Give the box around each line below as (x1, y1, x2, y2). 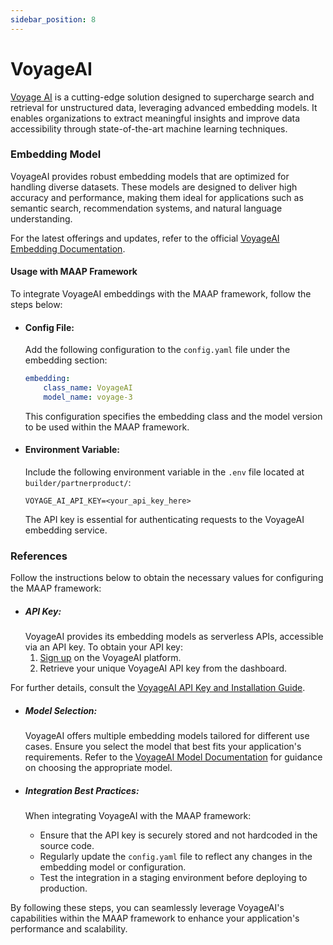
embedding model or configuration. (39, 861, 187, 873)
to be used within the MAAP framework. (24, 421, 190, 433)
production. (39, 882, 88, 895)
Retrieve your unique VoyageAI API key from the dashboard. (39, 662, 288, 675)
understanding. (10, 212, 73, 225)
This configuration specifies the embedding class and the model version (24, 410, 323, 422)
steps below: (10, 299, 63, 311)
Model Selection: (24, 704, 98, 716)
